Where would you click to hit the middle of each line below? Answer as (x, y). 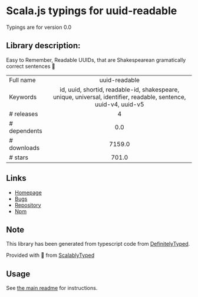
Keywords (23, 97)
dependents (26, 131)
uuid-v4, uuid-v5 (120, 104)
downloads (24, 147)
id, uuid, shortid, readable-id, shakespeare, (120, 90)
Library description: (43, 46)
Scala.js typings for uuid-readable (92, 11)
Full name (23, 80)
